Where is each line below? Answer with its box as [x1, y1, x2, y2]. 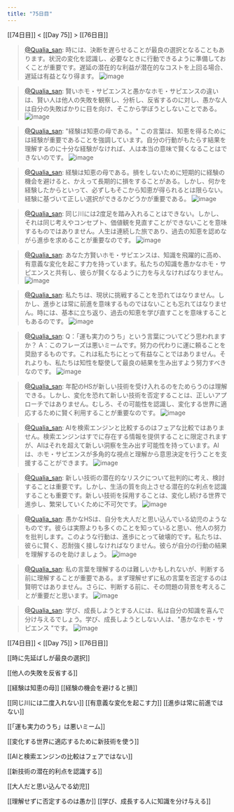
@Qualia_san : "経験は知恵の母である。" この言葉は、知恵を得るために [24, 127, 226, 135]
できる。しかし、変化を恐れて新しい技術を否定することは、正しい [24, 391, 215, 399]
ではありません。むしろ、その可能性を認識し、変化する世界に [43, 399, 221, 408]
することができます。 [30, 458, 92, 467]
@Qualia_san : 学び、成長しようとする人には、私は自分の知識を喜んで [24, 606, 225, 614]
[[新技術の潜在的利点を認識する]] [7, 767, 103, 775]
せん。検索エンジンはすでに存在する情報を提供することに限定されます [24, 432, 228, 440]
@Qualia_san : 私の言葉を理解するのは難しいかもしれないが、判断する [24, 565, 226, 573]
